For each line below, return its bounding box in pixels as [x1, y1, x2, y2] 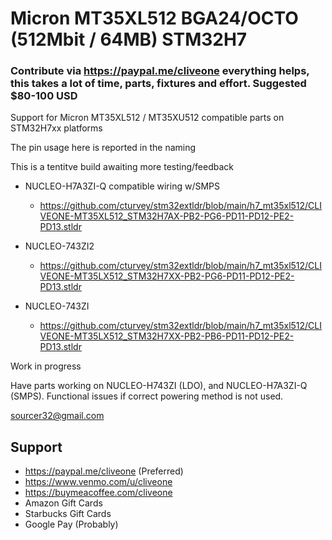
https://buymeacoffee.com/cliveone [24, 487, 173, 499]
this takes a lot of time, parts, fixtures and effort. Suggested [10, 77, 307, 91]
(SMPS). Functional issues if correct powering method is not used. [10, 390, 284, 402]
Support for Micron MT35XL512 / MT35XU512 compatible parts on [10, 112, 285, 124]
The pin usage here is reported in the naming [10, 142, 197, 154]
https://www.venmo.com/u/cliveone [24, 476, 173, 488]
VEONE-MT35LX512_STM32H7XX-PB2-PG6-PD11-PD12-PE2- [39, 270, 295, 282]
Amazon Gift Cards [24, 497, 103, 509]
